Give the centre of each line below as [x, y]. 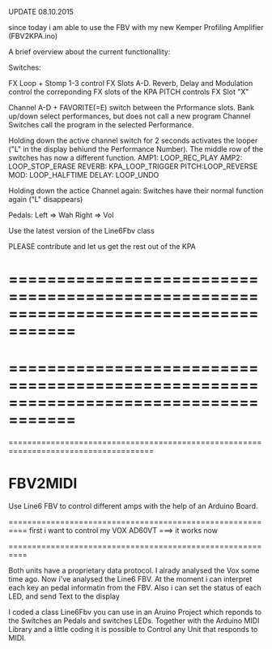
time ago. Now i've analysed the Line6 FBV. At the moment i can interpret [130, 579]
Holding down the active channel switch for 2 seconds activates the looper [133, 140]
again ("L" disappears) [46, 199]
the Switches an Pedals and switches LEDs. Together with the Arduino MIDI [134, 621]
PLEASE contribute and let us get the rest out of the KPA [102, 246]
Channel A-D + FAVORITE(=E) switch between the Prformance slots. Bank [132, 107]
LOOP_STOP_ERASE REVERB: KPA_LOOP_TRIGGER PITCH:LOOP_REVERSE [133, 166]
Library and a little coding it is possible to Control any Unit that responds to [133, 630]
